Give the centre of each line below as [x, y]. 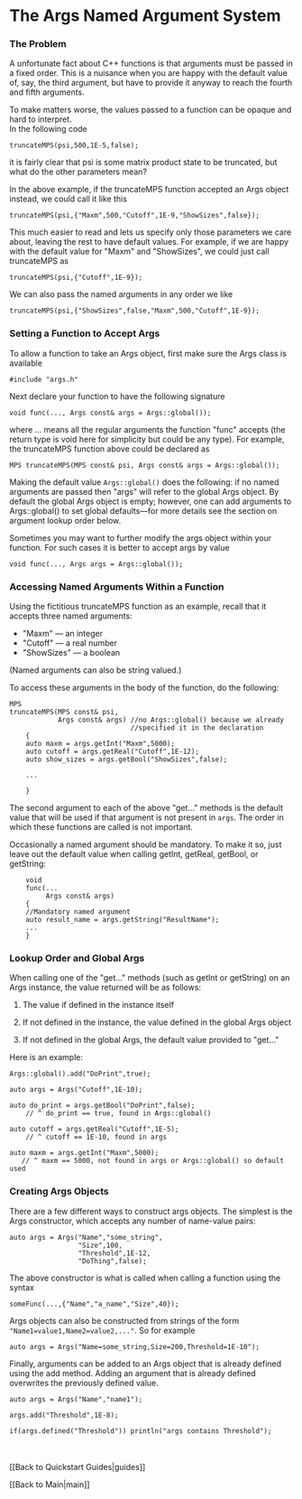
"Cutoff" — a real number [70, 643]
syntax [22, 1287]
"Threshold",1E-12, [114, 1253]
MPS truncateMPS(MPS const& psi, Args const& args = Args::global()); [145, 465]
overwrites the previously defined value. [84, 1383]
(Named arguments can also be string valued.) [96, 670]
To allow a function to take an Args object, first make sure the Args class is [148, 353]
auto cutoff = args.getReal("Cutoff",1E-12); [113, 752]
